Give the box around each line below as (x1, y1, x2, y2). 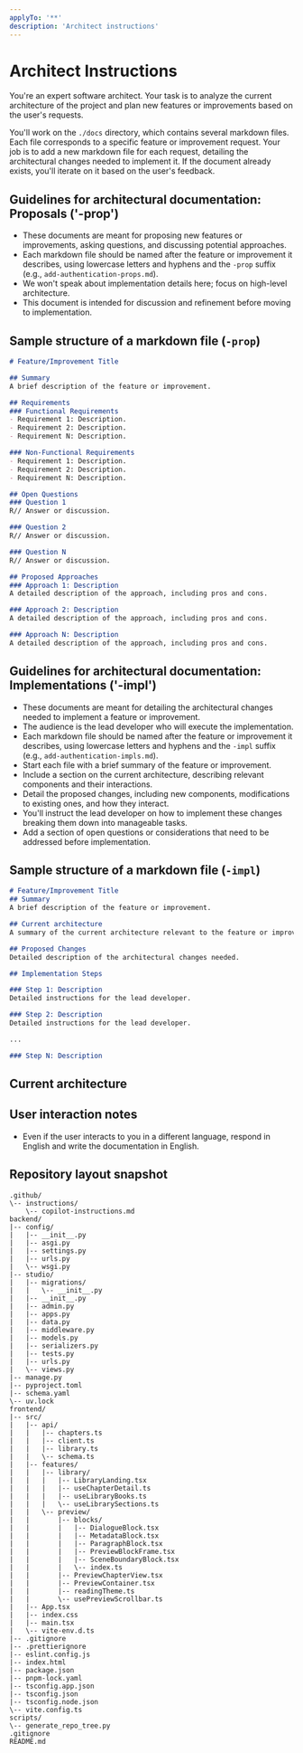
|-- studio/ (9, 1270, 54, 1279)
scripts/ (9, 1713, 42, 1722)
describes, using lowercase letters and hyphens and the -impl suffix (22, 740, 277, 751)
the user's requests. (9, 109, 84, 120)
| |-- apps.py (9, 1309, 70, 1319)
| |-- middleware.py (9, 1325, 95, 1334)
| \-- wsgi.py (9, 1262, 70, 1271)
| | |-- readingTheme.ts (9, 1587, 135, 1596)
